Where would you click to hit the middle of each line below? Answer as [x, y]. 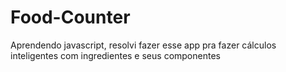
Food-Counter [70, 17]
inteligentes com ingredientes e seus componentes [115, 55]
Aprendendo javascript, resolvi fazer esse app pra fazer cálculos [143, 45]
